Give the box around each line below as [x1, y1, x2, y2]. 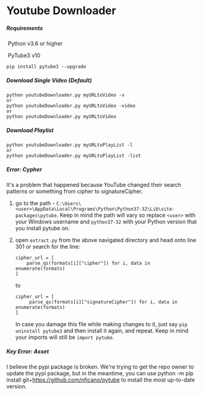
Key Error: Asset [6, 348, 49, 355]
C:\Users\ [56, 201, 82, 207]
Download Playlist [6, 127, 54, 134]
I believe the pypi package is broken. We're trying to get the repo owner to [6, 363, 194, 370]
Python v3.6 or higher [7, 40, 63, 47]
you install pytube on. [15, 225, 70, 232]
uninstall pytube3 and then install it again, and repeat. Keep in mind [15, 327, 189, 335]
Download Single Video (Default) [6, 76, 92, 84]
